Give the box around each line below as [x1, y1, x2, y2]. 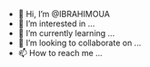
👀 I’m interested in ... [17, 18, 95, 29]
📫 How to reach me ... [17, 48, 103, 58]
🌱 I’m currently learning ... [17, 28, 115, 38]
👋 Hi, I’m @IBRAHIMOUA [17, 9, 111, 19]
